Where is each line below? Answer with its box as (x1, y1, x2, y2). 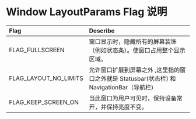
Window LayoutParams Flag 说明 (6, 5, 167, 19)
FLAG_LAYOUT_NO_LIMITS (9, 74, 83, 82)
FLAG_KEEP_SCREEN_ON (9, 98, 79, 106)
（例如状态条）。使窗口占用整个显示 (89, 46, 185, 54)
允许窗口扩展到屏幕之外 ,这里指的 (89, 66, 180, 74)
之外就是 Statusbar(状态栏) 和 (94, 74, 176, 82)
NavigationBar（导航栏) (89, 83, 153, 91)
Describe (89, 27, 115, 35)
